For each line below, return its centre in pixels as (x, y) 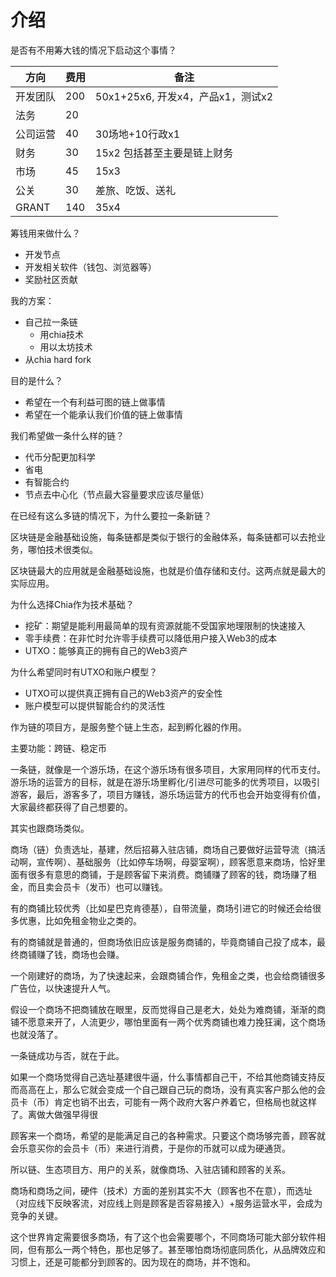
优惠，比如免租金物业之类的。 (80, 920)
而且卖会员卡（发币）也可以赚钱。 (97, 887)
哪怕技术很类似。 (62, 549)
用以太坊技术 (66, 347)
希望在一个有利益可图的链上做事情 (95, 402)
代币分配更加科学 (60, 457)
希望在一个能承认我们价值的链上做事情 (103, 414)
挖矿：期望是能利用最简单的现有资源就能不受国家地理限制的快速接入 (165, 625)
